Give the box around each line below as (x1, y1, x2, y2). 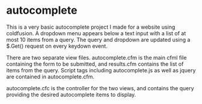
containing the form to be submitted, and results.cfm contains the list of (6, 60, 184, 68)
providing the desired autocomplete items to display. (6, 91, 136, 98)
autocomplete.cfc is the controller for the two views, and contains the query (6, 84, 194, 91)
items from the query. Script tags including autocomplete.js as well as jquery (6, 66, 196, 74)
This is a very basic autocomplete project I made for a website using (6, 23, 176, 30)
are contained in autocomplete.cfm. (6, 73, 94, 80)
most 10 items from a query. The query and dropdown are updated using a (6, 36, 191, 43)
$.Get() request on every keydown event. (6, 42, 108, 50)
